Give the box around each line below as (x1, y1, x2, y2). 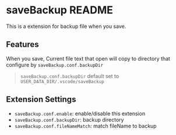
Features (6, 40, 39, 49)
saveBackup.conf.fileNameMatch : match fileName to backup (14, 122, 157, 129)
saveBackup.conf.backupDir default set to (20, 72, 119, 79)
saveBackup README (6, 3, 114, 17)
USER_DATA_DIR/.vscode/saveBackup (20, 79, 104, 84)
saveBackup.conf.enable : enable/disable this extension (14, 110, 146, 117)
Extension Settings (6, 94, 76, 105)
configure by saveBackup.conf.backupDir (6, 61, 104, 68)
